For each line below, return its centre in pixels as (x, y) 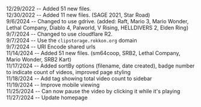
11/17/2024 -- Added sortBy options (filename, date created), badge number (100, 66)
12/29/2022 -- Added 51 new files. (49, 9)
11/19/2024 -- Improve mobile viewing (53, 85)
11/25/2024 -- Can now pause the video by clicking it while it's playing (93, 91)
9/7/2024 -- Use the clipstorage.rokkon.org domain (72, 40)
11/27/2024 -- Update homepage (47, 97)
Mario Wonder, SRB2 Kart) (39, 59)
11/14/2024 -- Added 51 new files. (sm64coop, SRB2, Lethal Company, (93, 53)
